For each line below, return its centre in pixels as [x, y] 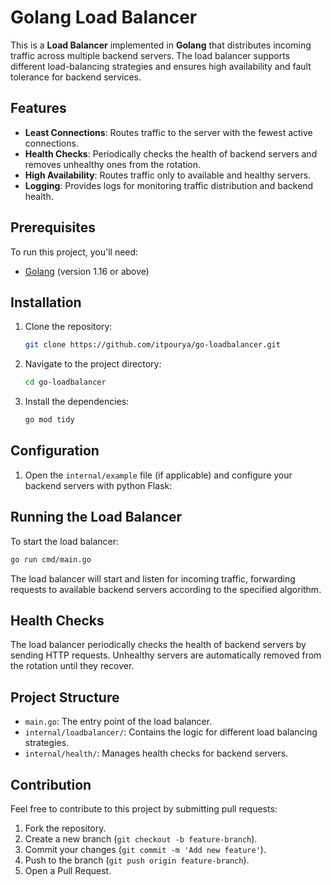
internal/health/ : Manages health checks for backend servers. [156, 753]
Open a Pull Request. [68, 870]
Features [38, 108]
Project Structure [65, 697]
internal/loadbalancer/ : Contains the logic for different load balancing [171, 732]
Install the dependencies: [77, 402]
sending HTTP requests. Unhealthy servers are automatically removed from [166, 655]
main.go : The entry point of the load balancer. [118, 722]
